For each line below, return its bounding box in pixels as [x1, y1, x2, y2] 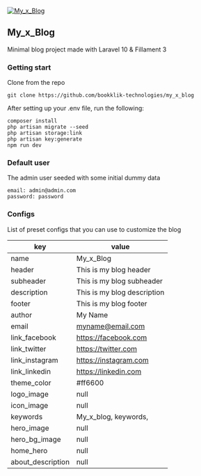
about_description [10, 457, 70, 466]
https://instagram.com [76, 355, 150, 365]
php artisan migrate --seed [7, 124, 89, 131]
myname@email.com [76, 321, 145, 331]
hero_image [10, 423, 49, 433]
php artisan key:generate [7, 136, 82, 143]
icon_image [10, 400, 49, 410]
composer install [7, 118, 58, 125]
